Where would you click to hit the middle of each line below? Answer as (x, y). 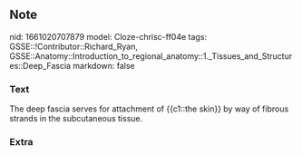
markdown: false (103, 65)
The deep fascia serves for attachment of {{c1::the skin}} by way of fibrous (149, 109)
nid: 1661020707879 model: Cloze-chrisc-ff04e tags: (108, 36)
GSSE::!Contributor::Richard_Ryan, (74, 46)
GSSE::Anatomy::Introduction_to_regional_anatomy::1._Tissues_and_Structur (151, 56)
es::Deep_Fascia (40, 65)
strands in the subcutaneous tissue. (76, 119)
